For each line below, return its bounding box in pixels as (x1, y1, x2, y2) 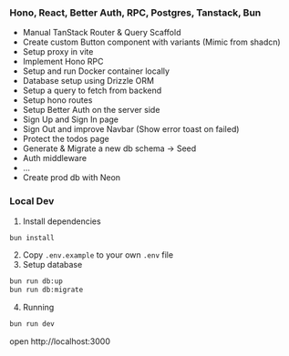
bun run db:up (9, 277, 64, 286)
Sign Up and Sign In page (22, 114, 119, 125)
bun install (9, 233, 55, 242)
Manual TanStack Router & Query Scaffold (22, 27, 181, 38)
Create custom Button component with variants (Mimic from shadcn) (22, 36, 281, 47)
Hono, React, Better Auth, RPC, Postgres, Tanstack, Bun (9, 6, 262, 19)
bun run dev (9, 320, 55, 329)
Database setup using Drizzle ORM (22, 76, 155, 86)
